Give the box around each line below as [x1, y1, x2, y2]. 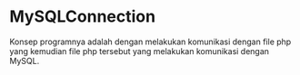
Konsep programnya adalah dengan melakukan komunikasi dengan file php [9, 36, 292, 47]
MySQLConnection [9, 6, 156, 27]
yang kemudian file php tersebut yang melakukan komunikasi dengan [9, 45, 270, 56]
